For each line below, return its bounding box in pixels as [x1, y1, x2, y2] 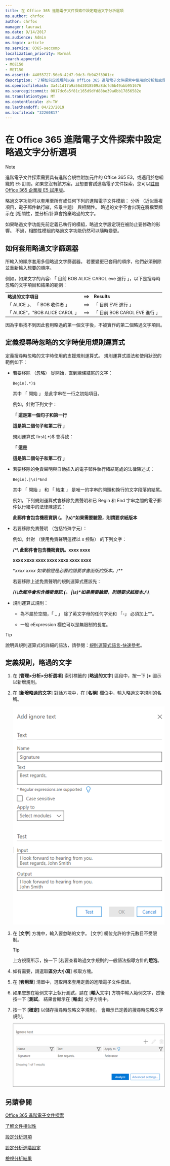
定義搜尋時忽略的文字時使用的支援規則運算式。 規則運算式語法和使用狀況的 [5, 352, 162, 359]
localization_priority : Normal [5, 51, 71, 56]
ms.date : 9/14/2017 [5, 29, 47, 35]
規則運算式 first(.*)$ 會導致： [12, 433, 74, 439]
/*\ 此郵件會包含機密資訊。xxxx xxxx [12, 546, 91, 553]
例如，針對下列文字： [12, 401, 57, 407]
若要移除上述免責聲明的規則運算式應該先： [12, 578, 102, 584]
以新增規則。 [12, 679, 39, 685]
